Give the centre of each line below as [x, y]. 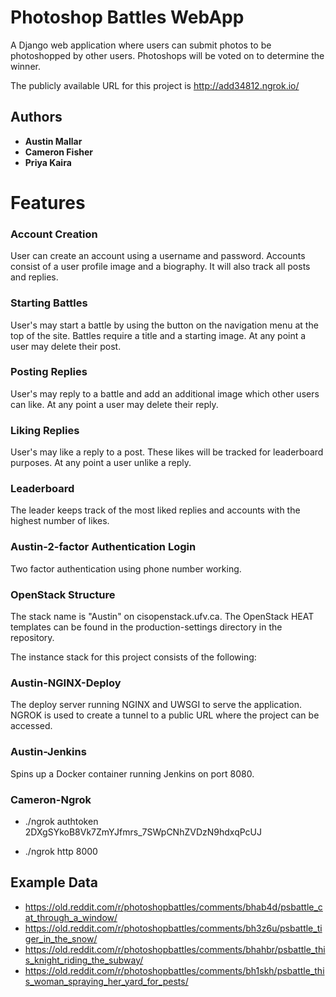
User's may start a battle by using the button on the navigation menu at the [164, 325]
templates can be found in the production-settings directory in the [146, 627]
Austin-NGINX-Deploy [66, 683]
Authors [36, 117]
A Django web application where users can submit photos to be [141, 45]
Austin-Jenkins [48, 752]
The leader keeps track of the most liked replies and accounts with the [155, 510]
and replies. [34, 277]
